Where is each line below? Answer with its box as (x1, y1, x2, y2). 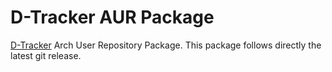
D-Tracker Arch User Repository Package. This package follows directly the (10, 39, 322, 51)
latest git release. (10, 49, 82, 61)
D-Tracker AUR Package (10, 6, 215, 29)
